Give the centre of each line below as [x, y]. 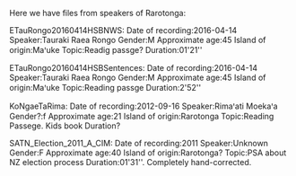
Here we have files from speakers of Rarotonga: [98, 13]
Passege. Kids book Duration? [65, 126]
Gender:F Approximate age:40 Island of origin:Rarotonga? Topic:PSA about [148, 153]
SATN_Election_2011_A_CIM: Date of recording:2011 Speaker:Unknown [139, 143]
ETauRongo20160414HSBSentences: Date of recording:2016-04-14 [134, 68]
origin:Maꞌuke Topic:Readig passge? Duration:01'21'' [106, 50]
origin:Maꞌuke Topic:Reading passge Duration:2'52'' [105, 88]
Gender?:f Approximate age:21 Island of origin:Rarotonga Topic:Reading [142, 116]
